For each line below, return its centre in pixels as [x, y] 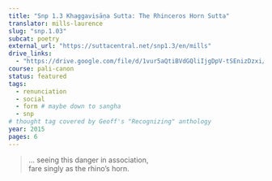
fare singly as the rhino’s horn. [79, 168]
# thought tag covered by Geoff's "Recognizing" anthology [110, 122]
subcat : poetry [34, 39]
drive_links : [30, 54]
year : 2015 [27, 129]
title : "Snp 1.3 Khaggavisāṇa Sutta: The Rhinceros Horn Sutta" [119, 16]
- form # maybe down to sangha [68, 106]
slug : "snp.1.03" [38, 31]
